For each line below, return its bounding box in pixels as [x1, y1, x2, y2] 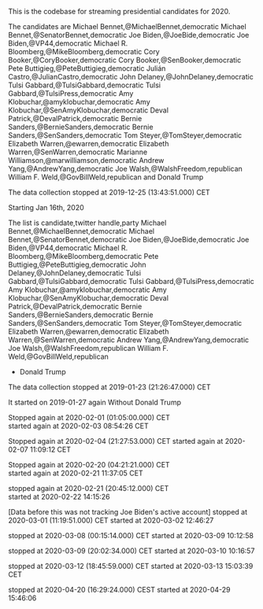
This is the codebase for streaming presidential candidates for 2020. [8, 7, 231, 16]
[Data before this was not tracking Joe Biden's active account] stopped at [8, 507, 248, 516]
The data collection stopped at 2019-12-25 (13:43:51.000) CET [8, 188, 210, 197]
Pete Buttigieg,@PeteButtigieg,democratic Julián [8, 64, 166, 73]
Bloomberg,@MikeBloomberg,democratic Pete [8, 252, 159, 260]
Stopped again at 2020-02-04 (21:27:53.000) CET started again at [8, 437, 224, 445]
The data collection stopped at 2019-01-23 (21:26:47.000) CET [8, 382, 211, 392]
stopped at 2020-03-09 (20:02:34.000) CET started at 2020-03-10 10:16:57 [8, 546, 255, 555]
